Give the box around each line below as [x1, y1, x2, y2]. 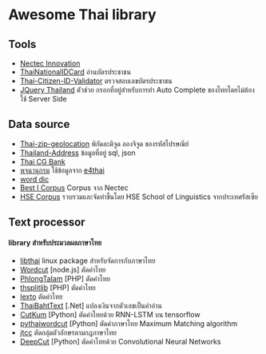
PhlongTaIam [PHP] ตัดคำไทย [19, 274, 110, 284]
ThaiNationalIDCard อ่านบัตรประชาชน [19, 67, 132, 77]
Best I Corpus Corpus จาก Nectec [19, 182, 129, 193]
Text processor [8, 216, 85, 229]
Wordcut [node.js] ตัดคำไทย [19, 265, 106, 275]
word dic [19, 174, 50, 184]
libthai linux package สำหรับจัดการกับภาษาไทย [19, 256, 156, 265]
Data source [8, 117, 70, 131]
